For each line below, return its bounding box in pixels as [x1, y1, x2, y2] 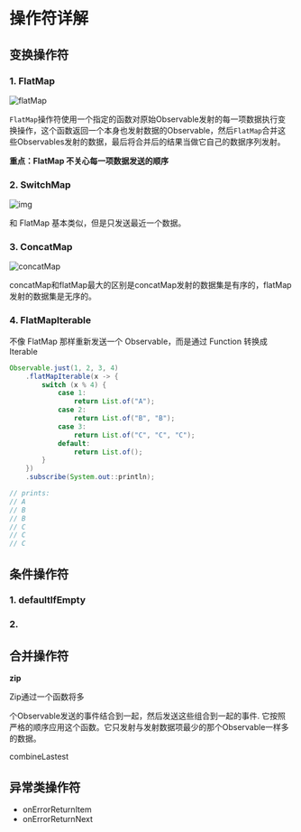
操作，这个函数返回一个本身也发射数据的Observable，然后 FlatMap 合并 [16, 125, 278, 135]
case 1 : [57, 389, 87, 398]
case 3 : [57, 421, 87, 431]
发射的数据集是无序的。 [9, 291, 96, 302]
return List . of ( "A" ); [73, 397, 155, 406]
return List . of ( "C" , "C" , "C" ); [73, 430, 196, 439]
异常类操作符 [9, 780, 81, 795]
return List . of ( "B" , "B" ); [73, 414, 176, 423]
